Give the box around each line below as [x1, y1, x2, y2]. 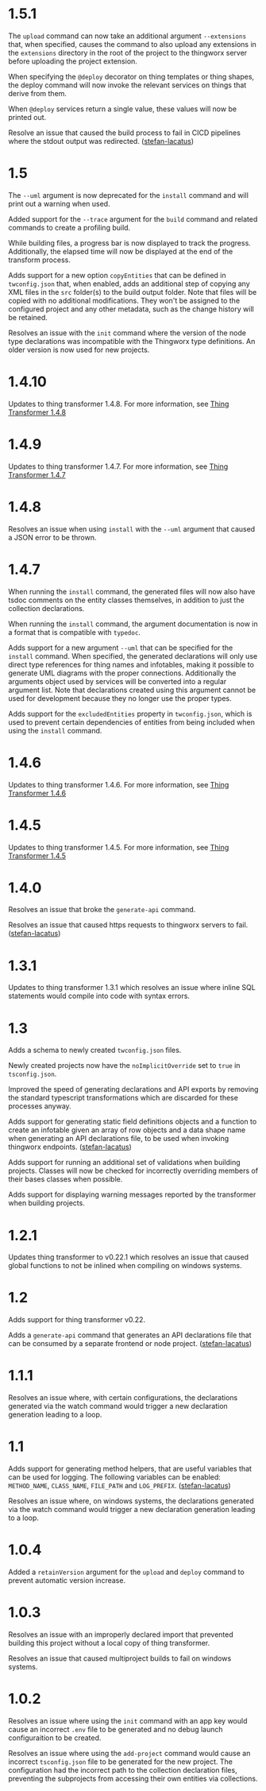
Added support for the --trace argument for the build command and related [8, 214, 258, 223]
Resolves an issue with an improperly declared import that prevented [8, 1630, 234, 1639]
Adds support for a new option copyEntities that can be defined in [8, 270, 226, 280]
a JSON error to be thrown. [8, 532, 97, 542]
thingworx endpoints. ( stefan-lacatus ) [8, 1142, 133, 1152]
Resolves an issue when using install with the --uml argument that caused [8, 524, 256, 533]
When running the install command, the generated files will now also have [8, 586, 256, 596]
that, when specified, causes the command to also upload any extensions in [8, 39, 256, 48]
